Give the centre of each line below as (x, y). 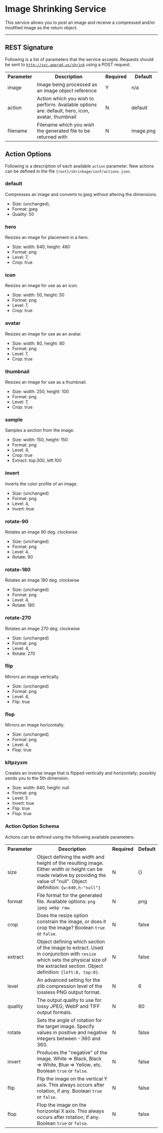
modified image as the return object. (41, 27)
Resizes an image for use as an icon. (42, 286)
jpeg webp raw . (54, 907)
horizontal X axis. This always (70, 1111)
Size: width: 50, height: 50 (38, 295)
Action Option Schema (32, 826)
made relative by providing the (71, 875)
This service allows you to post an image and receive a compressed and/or (80, 22)
